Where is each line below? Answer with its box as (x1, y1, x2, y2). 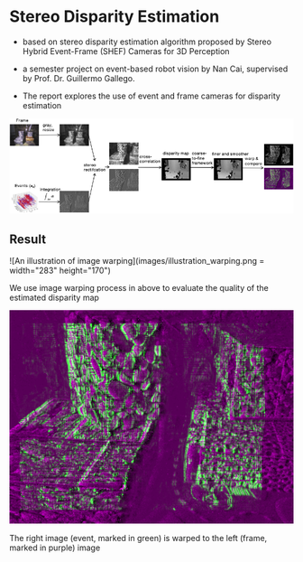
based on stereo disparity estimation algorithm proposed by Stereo (22, 36, 272, 47)
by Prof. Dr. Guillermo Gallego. (22, 72, 135, 83)
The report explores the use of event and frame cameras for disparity (22, 90, 281, 101)
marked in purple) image (9, 542, 101, 553)
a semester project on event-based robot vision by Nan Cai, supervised (22, 63, 289, 74)
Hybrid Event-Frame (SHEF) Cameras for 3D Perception (22, 45, 230, 56)
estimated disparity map (9, 292, 99, 304)
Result (9, 231, 47, 247)
